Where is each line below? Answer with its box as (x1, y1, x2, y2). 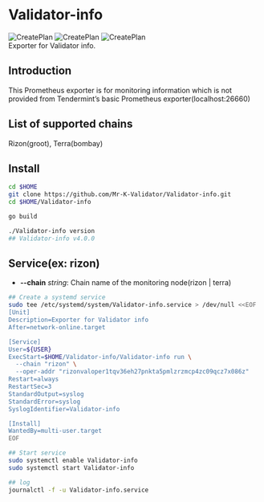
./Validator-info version (8, 227, 95, 235)
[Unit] (8, 308, 30, 316)
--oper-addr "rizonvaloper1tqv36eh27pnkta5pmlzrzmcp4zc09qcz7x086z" (15, 368, 250, 376)
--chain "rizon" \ (15, 360, 78, 369)
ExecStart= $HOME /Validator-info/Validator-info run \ (8, 353, 193, 361)
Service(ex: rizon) (8, 257, 100, 271)
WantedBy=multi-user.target (8, 427, 103, 435)
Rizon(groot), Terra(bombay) (8, 138, 104, 148)
